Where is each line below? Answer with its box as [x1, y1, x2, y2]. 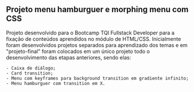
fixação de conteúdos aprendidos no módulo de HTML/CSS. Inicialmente [6, 35, 182, 43]
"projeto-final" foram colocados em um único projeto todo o [6, 48, 150, 55]
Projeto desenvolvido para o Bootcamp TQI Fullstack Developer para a [6, 29, 175, 36]
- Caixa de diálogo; [6, 65, 57, 71]
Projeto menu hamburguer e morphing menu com [6, 5, 189, 15]
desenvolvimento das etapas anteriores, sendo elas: [6, 54, 131, 61]
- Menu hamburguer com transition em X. [6, 80, 106, 86]
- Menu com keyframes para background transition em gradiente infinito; [6, 75, 189, 81]
